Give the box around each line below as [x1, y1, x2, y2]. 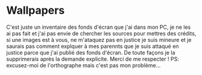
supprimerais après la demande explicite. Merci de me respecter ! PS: [6, 55, 179, 62]
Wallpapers [6, 4, 65, 17]
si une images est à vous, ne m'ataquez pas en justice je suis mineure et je [6, 36, 192, 43]
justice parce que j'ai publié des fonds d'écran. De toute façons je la [6, 49, 175, 56]
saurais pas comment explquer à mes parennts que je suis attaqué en [6, 43, 179, 50]
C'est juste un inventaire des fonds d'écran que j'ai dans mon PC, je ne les [6, 23, 191, 31]
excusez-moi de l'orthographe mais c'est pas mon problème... [6, 61, 161, 69]
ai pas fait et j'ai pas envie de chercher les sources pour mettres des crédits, [6, 29, 197, 37]
